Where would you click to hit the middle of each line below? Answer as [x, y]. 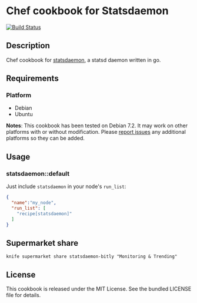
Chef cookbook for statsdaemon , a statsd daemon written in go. [84, 60]
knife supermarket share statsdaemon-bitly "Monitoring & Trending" [92, 257]
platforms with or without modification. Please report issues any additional [96, 132]
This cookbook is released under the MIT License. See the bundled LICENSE [99, 289]
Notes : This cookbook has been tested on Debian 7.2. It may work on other [97, 126]
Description [28, 46]
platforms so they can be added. [46, 138]
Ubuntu [24, 114]
